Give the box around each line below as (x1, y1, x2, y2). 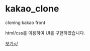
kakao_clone (5, 3, 59, 14)
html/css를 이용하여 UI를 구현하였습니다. (5, 29, 85, 35)
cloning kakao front (5, 19, 46, 25)
